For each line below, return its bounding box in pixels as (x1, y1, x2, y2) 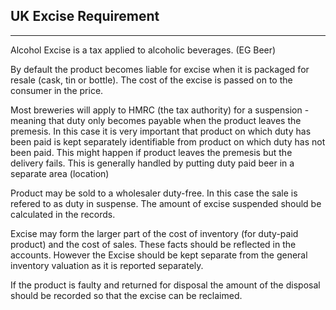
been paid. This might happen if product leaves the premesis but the (10, 146, 293, 158)
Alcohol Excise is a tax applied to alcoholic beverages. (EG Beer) (10, 44, 277, 56)
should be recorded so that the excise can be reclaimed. (10, 289, 243, 301)
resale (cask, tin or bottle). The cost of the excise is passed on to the (10, 74, 293, 86)
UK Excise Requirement (10, 8, 160, 25)
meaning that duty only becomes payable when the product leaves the (10, 114, 302, 126)
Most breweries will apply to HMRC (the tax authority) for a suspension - (10, 104, 310, 116)
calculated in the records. (10, 208, 116, 220)
